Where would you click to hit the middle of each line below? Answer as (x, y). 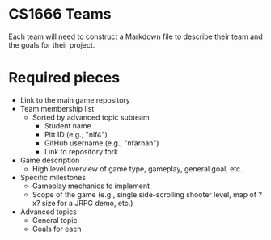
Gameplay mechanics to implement (91, 186)
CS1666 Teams (60, 14)
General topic (55, 220)
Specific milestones (53, 177)
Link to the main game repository (75, 100)
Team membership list (57, 108)
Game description (50, 160)
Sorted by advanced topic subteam (91, 117)
